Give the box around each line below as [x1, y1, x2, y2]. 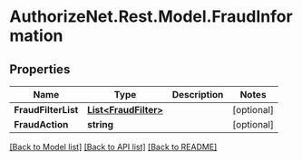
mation [9, 25, 63, 46]
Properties [9, 62, 71, 77]
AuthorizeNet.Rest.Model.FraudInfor [9, 6, 293, 27]
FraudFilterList [14, 104, 79, 116]
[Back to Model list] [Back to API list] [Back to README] [9, 142, 218, 152]
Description [171, 89, 224, 100]
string [87, 118, 114, 130]
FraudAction [14, 118, 69, 130]
